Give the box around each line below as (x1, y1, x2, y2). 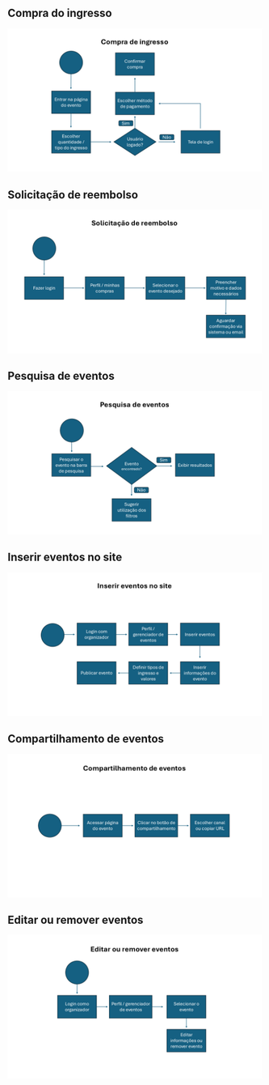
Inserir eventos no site (7, 551, 123, 564)
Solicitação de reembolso (7, 188, 139, 202)
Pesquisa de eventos (7, 369, 115, 383)
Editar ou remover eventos (7, 913, 144, 926)
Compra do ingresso (7, 6, 112, 20)
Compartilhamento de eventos (7, 732, 165, 746)
